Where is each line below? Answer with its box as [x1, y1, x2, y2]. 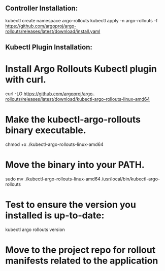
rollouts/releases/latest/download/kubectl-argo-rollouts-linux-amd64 [5, 96, 150, 102]
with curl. [5, 74, 47, 86]
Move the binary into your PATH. [5, 159, 145, 171]
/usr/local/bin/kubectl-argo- [101, 176, 160, 182]
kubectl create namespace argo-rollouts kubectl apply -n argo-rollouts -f [5, 17, 158, 23]
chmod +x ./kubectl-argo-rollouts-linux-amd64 [5, 141, 104, 147]
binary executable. [5, 125, 86, 136]
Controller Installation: [5, 4, 78, 13]
